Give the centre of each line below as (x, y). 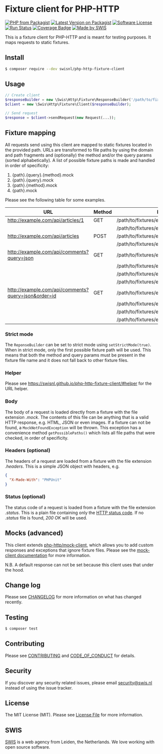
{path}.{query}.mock (33, 180)
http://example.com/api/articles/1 (46, 220)
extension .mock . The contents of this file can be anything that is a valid (77, 417)
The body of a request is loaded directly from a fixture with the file (71, 412)
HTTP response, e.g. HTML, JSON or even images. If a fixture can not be (78, 422)
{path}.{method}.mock (34, 185)
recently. (14, 602)
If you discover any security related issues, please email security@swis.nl (79, 683)
